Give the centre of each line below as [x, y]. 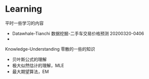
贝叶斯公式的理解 [29, 59]
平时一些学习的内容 [24, 23]
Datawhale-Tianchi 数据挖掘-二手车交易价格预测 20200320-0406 [78, 33]
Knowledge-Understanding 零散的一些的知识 [50, 49]
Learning [24, 9]
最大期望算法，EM [30, 71]
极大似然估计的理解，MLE [38, 65]
